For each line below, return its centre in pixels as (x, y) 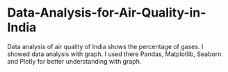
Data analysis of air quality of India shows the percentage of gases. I (105, 46)
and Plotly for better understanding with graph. (74, 61)
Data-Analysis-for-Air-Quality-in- (107, 13)
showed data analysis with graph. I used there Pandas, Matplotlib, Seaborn (114, 54)
